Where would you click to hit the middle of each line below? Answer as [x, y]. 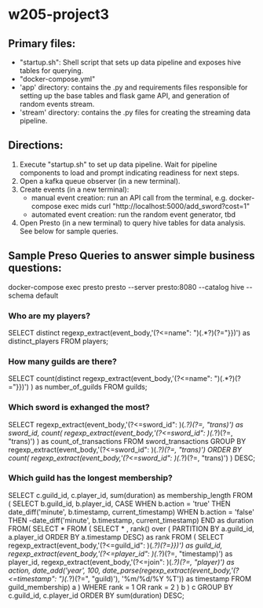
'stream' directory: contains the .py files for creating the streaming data [135, 112]
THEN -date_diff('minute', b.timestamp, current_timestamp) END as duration [131, 520]
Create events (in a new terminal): [74, 189]
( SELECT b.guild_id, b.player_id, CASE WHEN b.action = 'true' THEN [119, 504]
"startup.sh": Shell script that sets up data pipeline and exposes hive [130, 62]
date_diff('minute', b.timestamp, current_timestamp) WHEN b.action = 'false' [131, 511]
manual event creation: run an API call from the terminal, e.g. [129, 197]
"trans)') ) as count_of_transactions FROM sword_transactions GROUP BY [127, 441]
